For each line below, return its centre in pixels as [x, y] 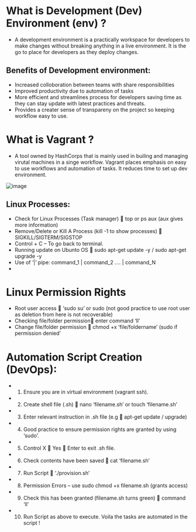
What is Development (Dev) [74, 11]
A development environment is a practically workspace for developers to [102, 39]
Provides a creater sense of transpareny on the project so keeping [94, 109]
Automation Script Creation [74, 357]
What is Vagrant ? [50, 139]
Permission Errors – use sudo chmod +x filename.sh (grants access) [106, 486]
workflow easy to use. [41, 116]
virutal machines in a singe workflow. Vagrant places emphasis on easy [100, 162]
